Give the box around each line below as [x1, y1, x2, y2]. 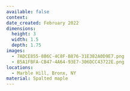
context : [6, 14, 28, 20]
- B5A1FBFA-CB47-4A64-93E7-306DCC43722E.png [11, 59, 125, 65]
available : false [6, 8, 50, 15]
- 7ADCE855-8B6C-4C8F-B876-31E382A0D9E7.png [11, 53, 125, 59]
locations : [6, 64, 34, 71]
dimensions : [6, 25, 36, 32]
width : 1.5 [11, 37, 39, 43]
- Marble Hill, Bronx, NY [11, 70, 77, 76]
